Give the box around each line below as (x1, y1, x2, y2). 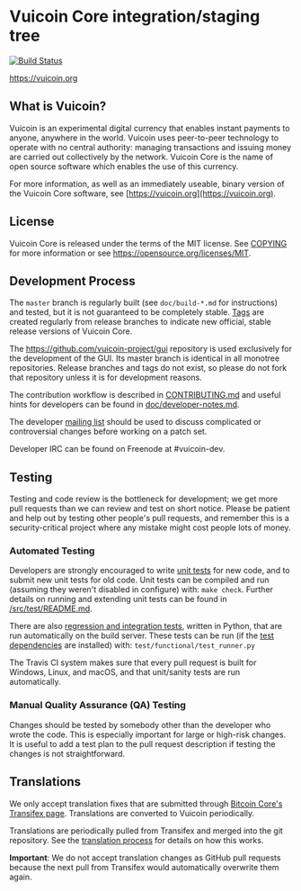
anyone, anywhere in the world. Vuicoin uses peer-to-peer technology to (9, 132, 279, 143)
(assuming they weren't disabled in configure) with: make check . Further (9, 584, 274, 595)
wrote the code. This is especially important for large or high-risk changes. (9, 729, 287, 740)
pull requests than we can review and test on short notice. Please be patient (9, 503, 290, 514)
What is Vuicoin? (9, 99, 107, 114)
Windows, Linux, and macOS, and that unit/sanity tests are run (9, 667, 241, 678)
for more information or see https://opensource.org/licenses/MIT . (9, 247, 252, 258)
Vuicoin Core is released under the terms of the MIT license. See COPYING (9, 238, 288, 248)
